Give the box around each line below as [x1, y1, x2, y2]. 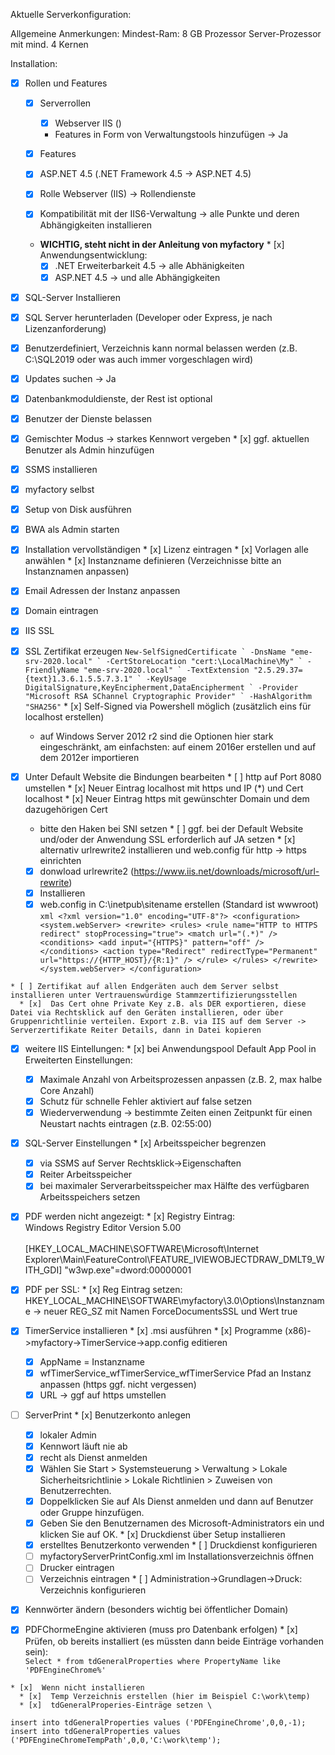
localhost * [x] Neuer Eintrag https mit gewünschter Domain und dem [24, 792, 310, 804]
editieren [191, 1336, 228, 1348]
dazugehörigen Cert [24, 803, 108, 815]
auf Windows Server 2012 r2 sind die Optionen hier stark [39, 730, 274, 742]
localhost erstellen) [24, 710, 105, 723]
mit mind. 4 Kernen [10, 39, 89, 50]
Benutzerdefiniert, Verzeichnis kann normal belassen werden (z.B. [24, 342, 298, 354]
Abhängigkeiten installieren [39, 219, 152, 231]
